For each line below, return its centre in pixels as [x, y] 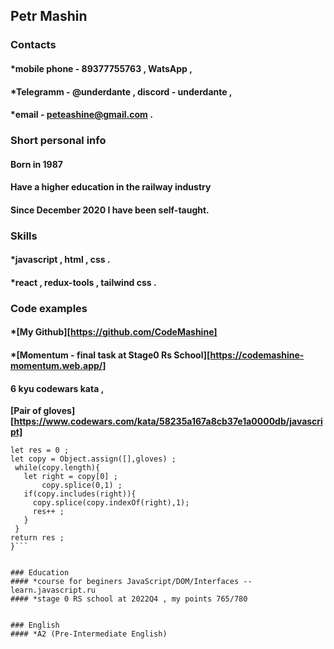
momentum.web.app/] [58, 366]
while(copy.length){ [57, 468]
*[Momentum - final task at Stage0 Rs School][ [110, 355]
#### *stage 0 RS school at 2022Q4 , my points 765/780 [129, 599]
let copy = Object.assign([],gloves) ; [93, 459]
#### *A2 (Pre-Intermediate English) [89, 634]
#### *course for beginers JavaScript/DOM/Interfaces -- [131, 582]
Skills [24, 236]
